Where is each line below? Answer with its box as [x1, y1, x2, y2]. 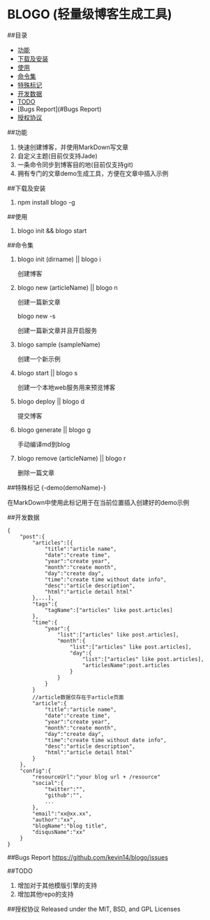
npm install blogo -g [17, 197, 75, 207]
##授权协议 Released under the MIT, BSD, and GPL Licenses [7, 905, 181, 913]
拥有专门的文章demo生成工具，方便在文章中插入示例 [17, 169, 169, 177]
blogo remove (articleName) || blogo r [17, 454, 126, 462]
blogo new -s [17, 312, 56, 320]
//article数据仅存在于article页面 [32, 694, 124, 701]
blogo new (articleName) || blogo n [17, 283, 119, 291]
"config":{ [20, 767, 52, 774]
